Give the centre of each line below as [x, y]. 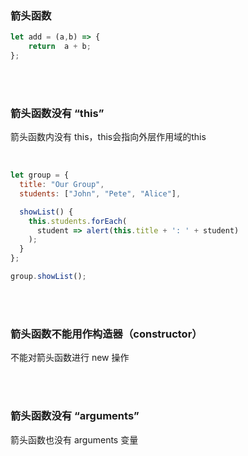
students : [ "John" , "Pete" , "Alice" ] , [100, 193]
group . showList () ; [48, 277]
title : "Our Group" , [62, 185]
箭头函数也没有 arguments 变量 [74, 439]
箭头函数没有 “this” [57, 113]
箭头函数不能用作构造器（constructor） [106, 334]
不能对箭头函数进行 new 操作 [70, 358]
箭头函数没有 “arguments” [75, 416]
